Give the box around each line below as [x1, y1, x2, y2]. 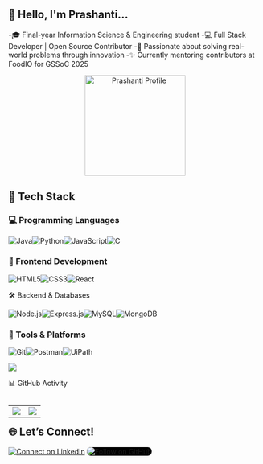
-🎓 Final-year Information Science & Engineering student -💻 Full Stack [8, 30, 247, 39]
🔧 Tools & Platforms [8, 329, 86, 340]
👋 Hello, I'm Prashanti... [8, 8, 129, 22]
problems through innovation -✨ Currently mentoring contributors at [28, 50, 255, 60]
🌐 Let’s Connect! [8, 425, 95, 439]
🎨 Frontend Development [8, 256, 108, 267]
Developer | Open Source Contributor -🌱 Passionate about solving [8, 41, 228, 51]
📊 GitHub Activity [8, 379, 68, 388]
